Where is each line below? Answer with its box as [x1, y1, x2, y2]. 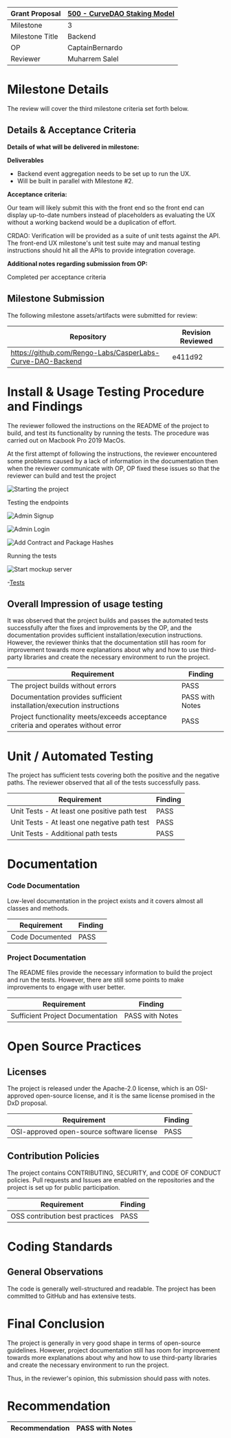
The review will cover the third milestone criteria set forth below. [7, 104, 189, 112]
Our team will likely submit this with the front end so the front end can [7, 203, 205, 212]
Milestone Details [7, 82, 109, 97]
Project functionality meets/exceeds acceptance [10, 712, 167, 722]
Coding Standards [7, 1239, 113, 1255]
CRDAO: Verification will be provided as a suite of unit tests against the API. [7, 231, 221, 240]
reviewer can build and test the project [7, 472, 117, 480]
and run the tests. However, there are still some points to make [7, 975, 184, 984]
